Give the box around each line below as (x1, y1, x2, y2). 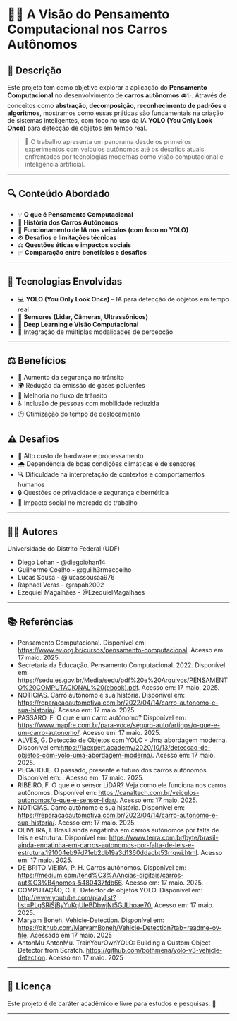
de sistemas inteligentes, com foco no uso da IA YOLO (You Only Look (7, 117, 213, 124)
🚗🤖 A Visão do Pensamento (7, 6, 170, 23)
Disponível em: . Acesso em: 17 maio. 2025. (17, 773, 145, 782)
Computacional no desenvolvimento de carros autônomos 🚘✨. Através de (7, 91, 227, 100)
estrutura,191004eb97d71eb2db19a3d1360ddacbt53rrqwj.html (17, 848, 197, 856)
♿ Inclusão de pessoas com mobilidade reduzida (17, 399, 160, 408)
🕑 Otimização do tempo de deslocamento (17, 410, 140, 419)
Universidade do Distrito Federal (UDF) (7, 544, 121, 553)
